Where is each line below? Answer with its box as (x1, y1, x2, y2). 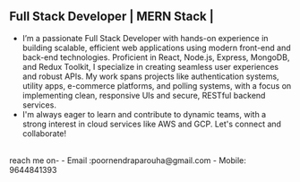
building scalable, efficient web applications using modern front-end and (21, 42, 291, 53)
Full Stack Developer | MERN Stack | (9, 9, 215, 24)
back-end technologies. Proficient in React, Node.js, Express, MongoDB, (21, 51, 290, 63)
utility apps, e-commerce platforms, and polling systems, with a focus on (21, 80, 292, 91)
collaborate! (21, 127, 67, 139)
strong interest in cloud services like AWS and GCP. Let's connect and (21, 118, 282, 129)
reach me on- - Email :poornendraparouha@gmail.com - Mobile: (9, 154, 246, 166)
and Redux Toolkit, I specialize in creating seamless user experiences (21, 61, 279, 72)
